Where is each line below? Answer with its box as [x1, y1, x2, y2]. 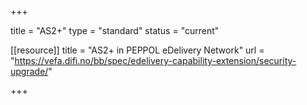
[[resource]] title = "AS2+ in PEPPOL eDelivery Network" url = [10, 44, 265, 56]
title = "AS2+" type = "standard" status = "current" [10, 25, 220, 36]
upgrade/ [10, 66, 49, 77]
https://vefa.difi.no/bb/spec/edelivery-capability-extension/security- [14, 55, 297, 66]
